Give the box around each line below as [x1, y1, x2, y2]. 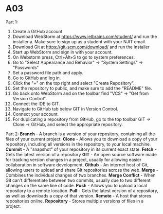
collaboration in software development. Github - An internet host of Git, [5, 161, 149, 168]
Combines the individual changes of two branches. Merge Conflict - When [5, 172, 156, 178]
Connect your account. [12, 111, 59, 117]
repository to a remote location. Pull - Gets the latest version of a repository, [5, 188, 159, 194]
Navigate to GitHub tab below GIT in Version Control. [12, 106, 119, 112]
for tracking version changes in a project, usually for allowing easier [5, 157, 142, 162]
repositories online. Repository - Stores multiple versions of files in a [5, 198, 144, 204]
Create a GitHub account [12, 28, 63, 34]
